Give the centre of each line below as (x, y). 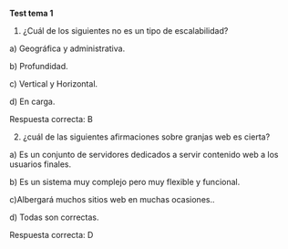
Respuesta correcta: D (51, 235)
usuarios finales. (41, 164)
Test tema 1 (31, 13)
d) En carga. (32, 101)
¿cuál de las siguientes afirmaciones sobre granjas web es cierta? (146, 137)
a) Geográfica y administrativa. (67, 48)
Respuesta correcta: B (51, 119)
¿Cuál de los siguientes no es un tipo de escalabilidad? (125, 31)
